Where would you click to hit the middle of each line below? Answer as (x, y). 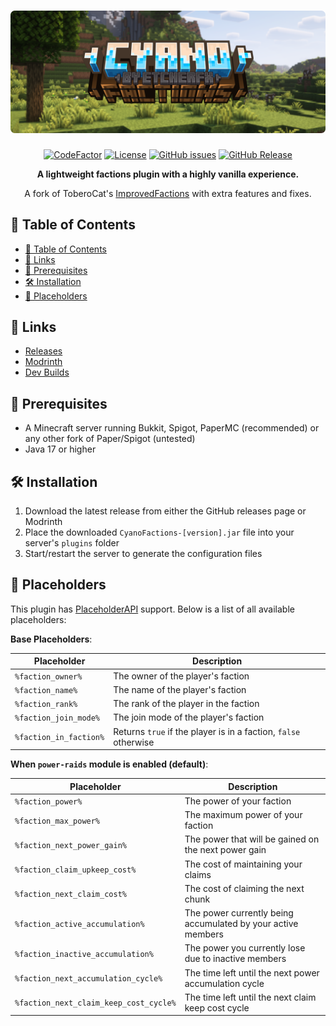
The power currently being (239, 913)
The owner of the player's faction (181, 676)
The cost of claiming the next (244, 888)
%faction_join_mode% (57, 718)
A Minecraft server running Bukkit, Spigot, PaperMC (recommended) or (172, 428)
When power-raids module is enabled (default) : (109, 764)
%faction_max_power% (57, 821)
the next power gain (225, 850)
